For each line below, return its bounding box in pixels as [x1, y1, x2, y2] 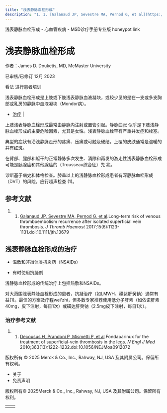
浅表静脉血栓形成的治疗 [5, 245, 77, 253]
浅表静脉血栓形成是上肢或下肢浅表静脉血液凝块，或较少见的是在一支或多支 [5, 95, 158, 101]
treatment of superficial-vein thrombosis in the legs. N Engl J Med [19, 339, 155, 345]
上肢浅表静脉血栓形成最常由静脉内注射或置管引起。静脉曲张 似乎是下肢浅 [5, 122, 155, 128]
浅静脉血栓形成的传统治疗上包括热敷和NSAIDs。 [5, 280, 104, 286]
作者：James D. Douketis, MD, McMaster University [5, 63, 111, 69]
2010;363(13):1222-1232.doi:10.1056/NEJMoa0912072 [19, 344, 131, 350]
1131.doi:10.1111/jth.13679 [19, 229, 70, 235]
